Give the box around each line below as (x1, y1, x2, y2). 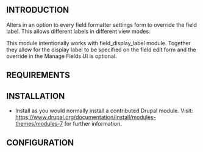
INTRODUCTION (6, 5, 69, 15)
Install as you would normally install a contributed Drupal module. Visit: (15, 107, 193, 115)
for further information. (64, 120, 122, 128)
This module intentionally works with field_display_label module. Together (6, 39, 191, 46)
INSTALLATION (6, 91, 65, 101)
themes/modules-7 (15, 120, 63, 128)
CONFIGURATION (6, 137, 74, 148)
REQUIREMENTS (6, 70, 70, 81)
